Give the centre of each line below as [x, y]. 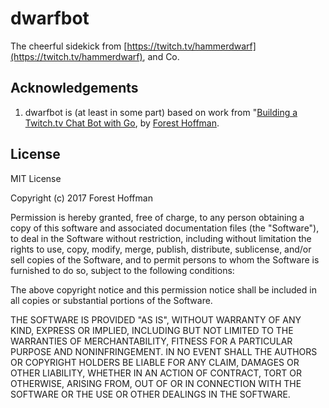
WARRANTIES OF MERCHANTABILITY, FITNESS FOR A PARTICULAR [151, 341]
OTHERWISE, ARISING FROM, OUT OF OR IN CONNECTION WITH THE [156, 383]
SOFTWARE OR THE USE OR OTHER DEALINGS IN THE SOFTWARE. [150, 394]
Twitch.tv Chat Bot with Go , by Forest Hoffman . [122, 123]
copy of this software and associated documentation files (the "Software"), [165, 228]
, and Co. [161, 56]
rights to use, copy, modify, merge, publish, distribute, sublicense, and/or [161, 249]
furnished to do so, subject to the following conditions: [122, 270]
